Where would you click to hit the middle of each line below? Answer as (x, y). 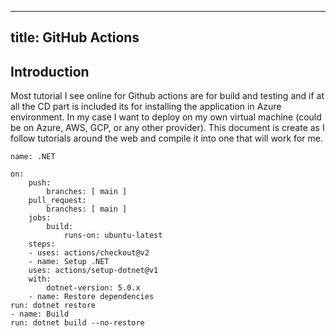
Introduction (50, 71)
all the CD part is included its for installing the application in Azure (146, 107)
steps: (42, 244)
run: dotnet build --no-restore (77, 323)
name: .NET (33, 157)
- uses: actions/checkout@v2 (89, 253)
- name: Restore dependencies (91, 297)
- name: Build (40, 314)
